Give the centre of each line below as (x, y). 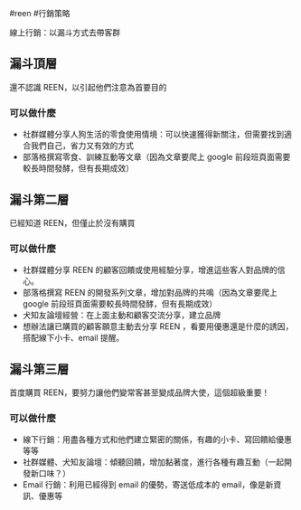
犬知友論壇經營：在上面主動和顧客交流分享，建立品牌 (122, 316)
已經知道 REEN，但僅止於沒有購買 (72, 222)
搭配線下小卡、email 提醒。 (73, 338)
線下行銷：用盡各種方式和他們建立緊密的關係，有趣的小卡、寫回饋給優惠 (157, 439)
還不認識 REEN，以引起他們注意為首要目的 (88, 87)
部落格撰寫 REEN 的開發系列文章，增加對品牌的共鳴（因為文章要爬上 (150, 293)
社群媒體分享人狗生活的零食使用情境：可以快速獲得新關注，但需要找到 (153, 135)
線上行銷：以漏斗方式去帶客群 (65, 33)
